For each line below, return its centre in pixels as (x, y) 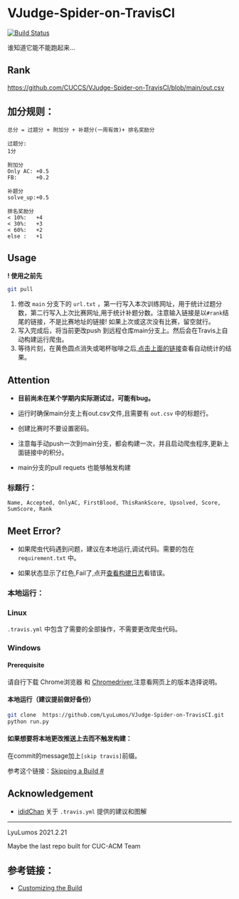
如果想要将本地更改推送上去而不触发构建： (70, 739)
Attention (28, 380)
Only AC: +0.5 (28, 171)
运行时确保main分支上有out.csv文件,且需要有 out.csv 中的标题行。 (115, 414)
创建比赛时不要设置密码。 (55, 429)
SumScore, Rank (30, 509)
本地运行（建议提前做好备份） (51, 700)
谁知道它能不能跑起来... (42, 47)
